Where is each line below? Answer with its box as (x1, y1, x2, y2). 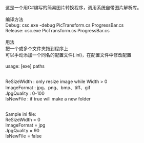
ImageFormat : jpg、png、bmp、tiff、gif (5, 85, 91, 91)
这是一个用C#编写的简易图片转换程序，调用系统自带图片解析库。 (5, 5, 142, 10)
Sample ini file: (5, 111, 37, 117)
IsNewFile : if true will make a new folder (5, 96, 91, 101)
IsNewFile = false (5, 133, 42, 139)
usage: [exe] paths (5, 63, 45, 69)
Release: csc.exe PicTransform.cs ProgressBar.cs (5, 28, 110, 33)
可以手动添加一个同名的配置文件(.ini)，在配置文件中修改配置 (5, 52, 132, 58)
